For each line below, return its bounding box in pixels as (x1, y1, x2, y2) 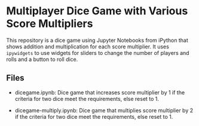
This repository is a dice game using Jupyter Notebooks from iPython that (6, 36, 188, 44)
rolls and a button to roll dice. (6, 56, 78, 63)
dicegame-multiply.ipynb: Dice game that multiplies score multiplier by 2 (14, 106, 194, 114)
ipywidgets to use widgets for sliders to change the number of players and (6, 49, 189, 56)
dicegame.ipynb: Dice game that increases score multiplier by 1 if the (14, 88, 185, 96)
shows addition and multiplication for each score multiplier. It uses (6, 43, 169, 50)
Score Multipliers (6, 17, 93, 30)
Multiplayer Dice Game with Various (6, 4, 188, 18)
